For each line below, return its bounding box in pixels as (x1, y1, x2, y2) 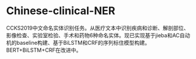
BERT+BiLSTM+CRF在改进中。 (6, 46, 82, 54)
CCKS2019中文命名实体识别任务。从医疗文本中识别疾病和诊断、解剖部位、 (6, 24, 189, 31)
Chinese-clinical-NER (6, 4, 116, 18)
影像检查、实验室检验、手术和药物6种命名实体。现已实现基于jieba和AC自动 (6, 31, 191, 39)
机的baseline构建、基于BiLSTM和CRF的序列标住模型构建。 (6, 39, 150, 46)
